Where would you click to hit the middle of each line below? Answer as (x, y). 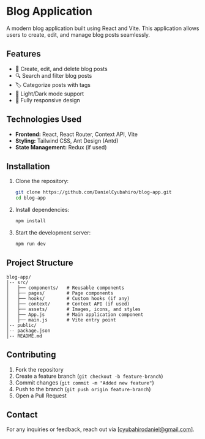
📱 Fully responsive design (48, 100)
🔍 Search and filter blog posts (54, 75)
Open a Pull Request (41, 396)
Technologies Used (44, 120)
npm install (30, 221)
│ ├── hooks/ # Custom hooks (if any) (68, 298)
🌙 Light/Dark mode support (50, 94)
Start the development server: (53, 233)
